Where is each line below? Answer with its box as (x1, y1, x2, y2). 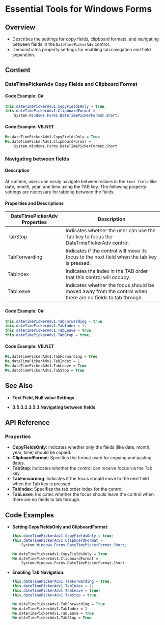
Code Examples (5, 511, 54, 519)
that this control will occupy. (65, 274, 131, 281)
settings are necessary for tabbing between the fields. (5, 189, 115, 195)
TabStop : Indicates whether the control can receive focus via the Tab (12, 465, 153, 471)
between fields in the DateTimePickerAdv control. (12, 41, 110, 47)
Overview (5, 23, 36, 31)
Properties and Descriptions (5, 200, 64, 206)
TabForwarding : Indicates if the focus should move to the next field (12, 476, 149, 482)
